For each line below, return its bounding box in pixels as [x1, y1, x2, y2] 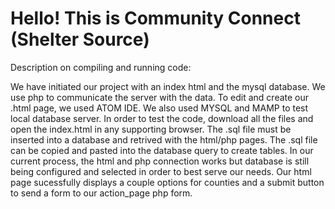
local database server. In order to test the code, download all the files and [10, 112, 314, 124]
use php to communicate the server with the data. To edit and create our [10, 91, 310, 103]
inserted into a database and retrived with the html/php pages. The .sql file [10, 133, 318, 146]
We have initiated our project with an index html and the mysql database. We [10, 80, 326, 92]
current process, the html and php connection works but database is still [10, 155, 310, 167]
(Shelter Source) [10, 28, 150, 51]
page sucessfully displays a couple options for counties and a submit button [10, 176, 325, 188]
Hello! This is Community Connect [10, 7, 301, 30]
